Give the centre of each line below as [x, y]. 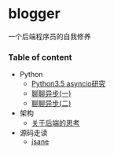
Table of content [40, 57]
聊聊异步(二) [51, 104]
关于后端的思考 [55, 123]
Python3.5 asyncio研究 [68, 84]
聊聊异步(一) [51, 93]
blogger [34, 14]
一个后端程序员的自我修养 [50, 36]
